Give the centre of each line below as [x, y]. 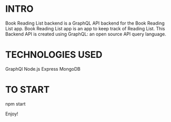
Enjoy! [12, 114]
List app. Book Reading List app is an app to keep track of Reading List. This [85, 28]
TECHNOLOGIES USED [54, 55]
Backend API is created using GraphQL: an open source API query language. [86, 34]
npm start [16, 104]
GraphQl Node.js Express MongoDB [43, 69]
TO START [28, 90]
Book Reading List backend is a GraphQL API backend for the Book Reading [85, 23]
